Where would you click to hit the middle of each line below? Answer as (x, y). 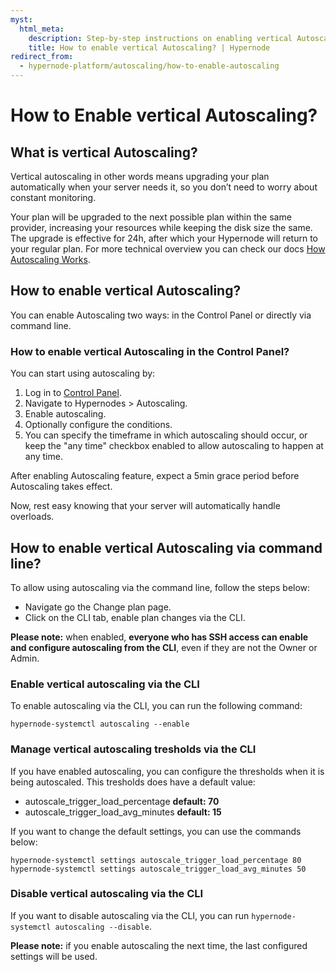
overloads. (32, 517)
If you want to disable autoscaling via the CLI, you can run (130, 915)
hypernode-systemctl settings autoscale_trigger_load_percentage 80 (156, 860)
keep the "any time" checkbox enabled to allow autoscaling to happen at (174, 446)
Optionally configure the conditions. (98, 425)
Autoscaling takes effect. (61, 487)
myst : (21, 19)
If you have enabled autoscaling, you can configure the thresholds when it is (167, 771)
